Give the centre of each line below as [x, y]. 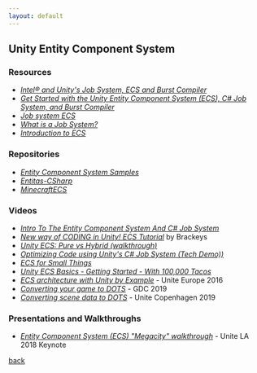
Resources [30, 72]
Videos [23, 210]
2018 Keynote [43, 345]
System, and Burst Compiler [68, 108]
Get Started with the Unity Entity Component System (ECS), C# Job [133, 99]
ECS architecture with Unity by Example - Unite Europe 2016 [122, 280]
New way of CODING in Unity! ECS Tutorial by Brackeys [113, 236]
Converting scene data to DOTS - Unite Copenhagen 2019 [118, 297]
